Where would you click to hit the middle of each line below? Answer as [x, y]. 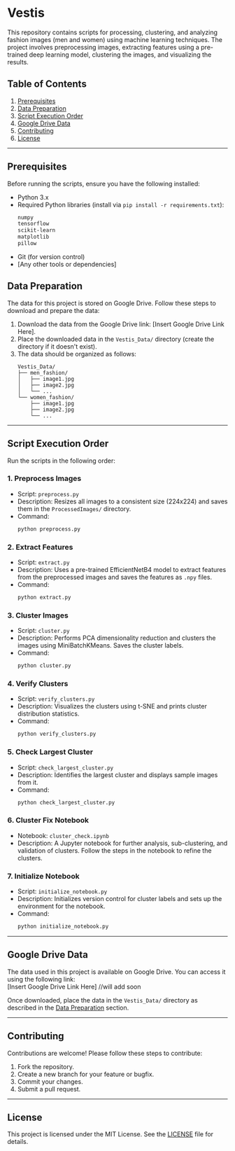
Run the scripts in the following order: [61, 461]
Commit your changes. [50, 1081]
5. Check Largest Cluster [50, 752]
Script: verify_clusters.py [56, 699]
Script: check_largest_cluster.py [65, 767]
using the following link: [41, 979]
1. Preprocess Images [44, 479]
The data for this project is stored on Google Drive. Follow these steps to [112, 303]
